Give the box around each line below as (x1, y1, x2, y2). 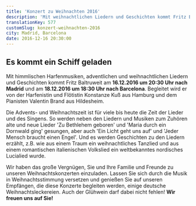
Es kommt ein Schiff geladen (6, 57, 112, 67)
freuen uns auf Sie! (6, 194, 54, 201)
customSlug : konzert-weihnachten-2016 (6, 25, 100, 31)
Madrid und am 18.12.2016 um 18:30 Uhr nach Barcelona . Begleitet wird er (6, 85, 187, 92)
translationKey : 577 (6, 19, 57, 25)
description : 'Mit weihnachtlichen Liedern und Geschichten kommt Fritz (6, 14, 187, 20)
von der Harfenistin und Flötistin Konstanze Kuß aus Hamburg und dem (6, 91, 177, 98)
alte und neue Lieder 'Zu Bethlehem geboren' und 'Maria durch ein (6, 121, 166, 128)
